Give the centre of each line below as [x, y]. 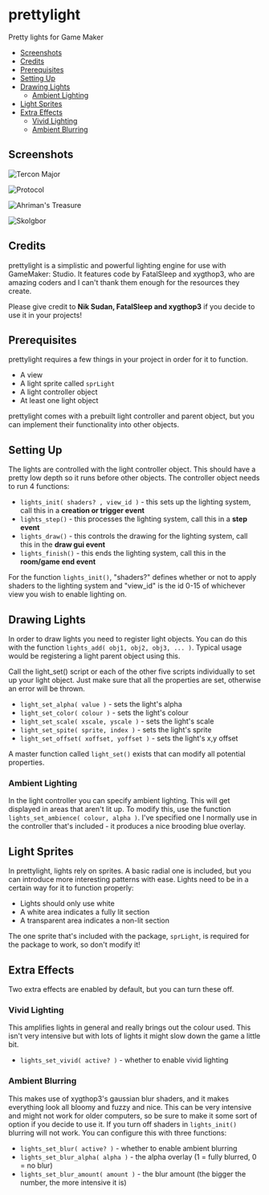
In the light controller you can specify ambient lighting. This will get [119, 801]
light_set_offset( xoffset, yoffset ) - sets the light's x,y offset [129, 738]
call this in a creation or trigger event [82, 511]
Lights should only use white [67, 903]
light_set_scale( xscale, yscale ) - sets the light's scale [117, 721]
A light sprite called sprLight [67, 384]
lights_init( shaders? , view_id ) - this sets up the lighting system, [135, 502]
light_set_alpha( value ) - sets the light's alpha [101, 704]
